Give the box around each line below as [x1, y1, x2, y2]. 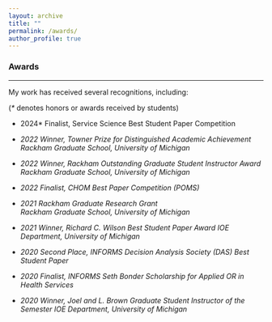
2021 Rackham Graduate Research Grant [19, 198, 158, 208]
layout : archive [8, 11, 63, 20]
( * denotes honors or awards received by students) [8, 103, 180, 112]
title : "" [8, 19, 42, 28]
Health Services [19, 280, 74, 290]
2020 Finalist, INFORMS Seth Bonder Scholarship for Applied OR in [19, 271, 244, 281]
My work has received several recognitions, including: [8, 87, 189, 97]
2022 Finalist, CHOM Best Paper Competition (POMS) [19, 183, 200, 193]
